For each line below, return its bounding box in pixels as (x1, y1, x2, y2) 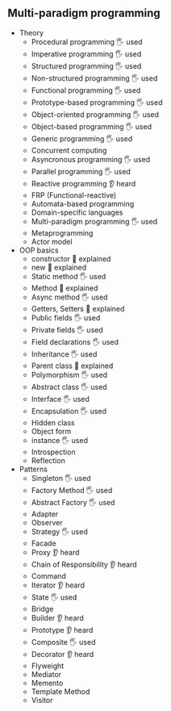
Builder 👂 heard (31, 613, 84, 622)
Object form (31, 426, 72, 436)
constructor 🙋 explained (31, 253, 111, 263)
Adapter (31, 508, 59, 519)
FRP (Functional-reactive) (31, 190, 117, 200)
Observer (31, 517, 63, 527)
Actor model (31, 236, 73, 246)
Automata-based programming (31, 199, 135, 208)
